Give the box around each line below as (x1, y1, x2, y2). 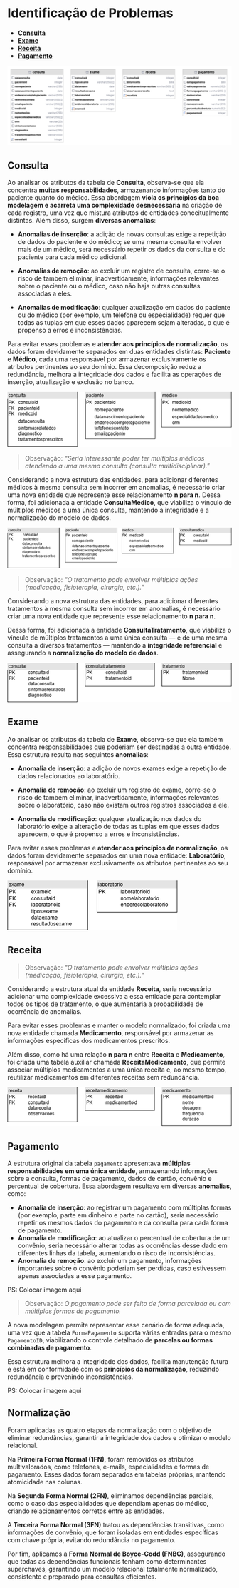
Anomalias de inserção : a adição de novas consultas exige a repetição (17, 230, 227, 238)
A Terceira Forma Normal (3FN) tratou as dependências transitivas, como (7, 1520, 224, 1529)
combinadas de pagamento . (7, 1343, 92, 1352)
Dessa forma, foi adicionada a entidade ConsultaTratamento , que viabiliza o (7, 626, 232, 635)
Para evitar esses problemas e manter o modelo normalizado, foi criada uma (7, 1021, 231, 1030)
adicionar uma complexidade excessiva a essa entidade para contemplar (7, 992, 221, 1000)
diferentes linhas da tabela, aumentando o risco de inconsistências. (17, 1248, 216, 1257)
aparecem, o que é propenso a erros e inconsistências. (17, 830, 180, 838)
